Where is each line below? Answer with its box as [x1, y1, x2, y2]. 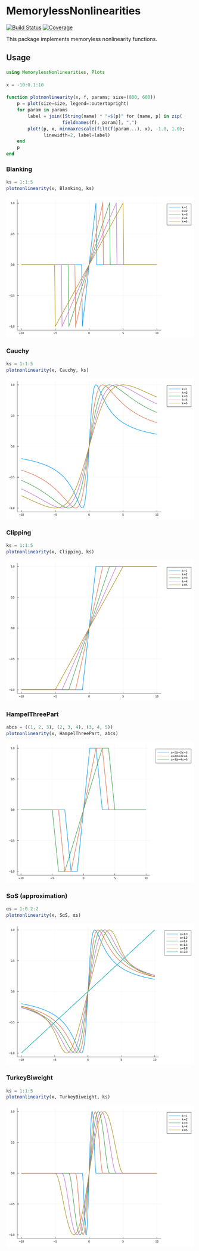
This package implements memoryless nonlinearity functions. [6, 35, 158, 42]
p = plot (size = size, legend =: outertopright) [17, 101, 129, 107]
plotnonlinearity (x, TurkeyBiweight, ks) [6, 1094, 111, 1100]
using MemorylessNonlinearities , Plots [6, 69, 105, 75]
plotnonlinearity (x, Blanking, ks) [6, 186, 95, 192]
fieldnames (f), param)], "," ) [62, 119, 137, 126]
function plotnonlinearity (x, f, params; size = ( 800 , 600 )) [6, 94, 156, 101]
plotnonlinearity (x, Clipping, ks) [6, 549, 95, 555]
